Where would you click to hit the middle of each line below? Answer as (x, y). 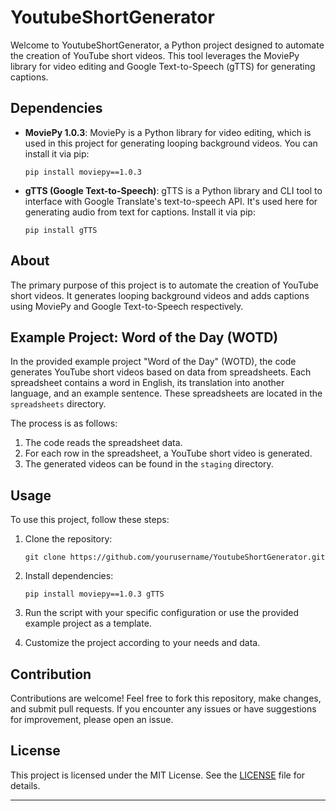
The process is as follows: (64, 423)
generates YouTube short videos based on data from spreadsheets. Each (161, 372)
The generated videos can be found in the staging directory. (149, 464)
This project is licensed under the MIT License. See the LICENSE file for (158, 775)
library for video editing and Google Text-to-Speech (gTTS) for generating (163, 66)
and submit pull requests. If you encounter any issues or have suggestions (163, 709)
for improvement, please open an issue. (92, 719)
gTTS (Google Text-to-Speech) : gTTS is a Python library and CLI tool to (173, 190)
